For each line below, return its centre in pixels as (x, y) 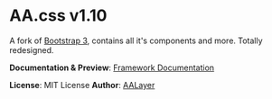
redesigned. (32, 49)
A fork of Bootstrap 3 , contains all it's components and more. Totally (136, 40)
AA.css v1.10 (58, 16)
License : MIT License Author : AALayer (82, 85)
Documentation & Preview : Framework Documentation (112, 67)
